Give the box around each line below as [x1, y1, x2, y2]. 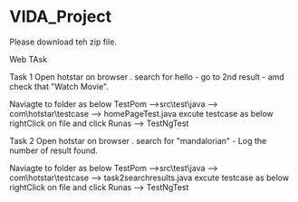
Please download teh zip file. [9, 36, 118, 47]
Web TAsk [9, 53, 48, 64]
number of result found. [9, 145, 98, 156]
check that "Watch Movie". [9, 81, 109, 91]
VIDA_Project [9, 6, 112, 27]
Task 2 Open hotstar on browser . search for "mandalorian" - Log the [9, 135, 267, 146]
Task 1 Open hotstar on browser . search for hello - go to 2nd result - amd [9, 71, 285, 82]
